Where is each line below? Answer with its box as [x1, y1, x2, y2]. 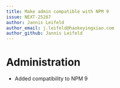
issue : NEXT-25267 [6, 14, 51, 20]
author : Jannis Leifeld [6, 19, 65, 25]
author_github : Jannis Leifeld [6, 31, 83, 36]
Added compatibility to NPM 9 [14, 75, 88, 82]
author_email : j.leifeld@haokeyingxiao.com [6, 25, 115, 31]
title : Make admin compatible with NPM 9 [6, 8, 109, 15]
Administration [6, 56, 81, 69]
